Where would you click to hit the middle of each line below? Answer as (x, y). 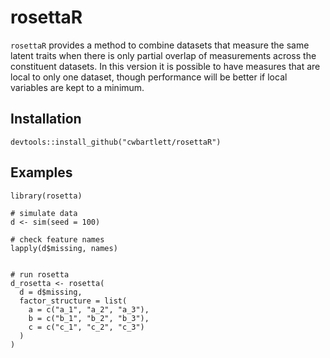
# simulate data (44, 213)
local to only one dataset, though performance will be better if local (149, 77)
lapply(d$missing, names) (64, 248)
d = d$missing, (51, 292)
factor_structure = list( (73, 301)
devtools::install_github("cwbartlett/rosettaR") (116, 142)
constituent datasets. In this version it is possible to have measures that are (165, 66)
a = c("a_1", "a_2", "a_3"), (89, 309)
